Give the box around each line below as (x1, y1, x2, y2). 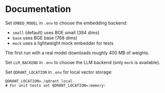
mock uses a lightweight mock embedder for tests (12, 40, 114, 46)
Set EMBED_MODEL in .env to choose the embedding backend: (5, 20, 127, 26)
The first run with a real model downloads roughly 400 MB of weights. (5, 50, 149, 56)
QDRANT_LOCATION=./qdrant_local (5, 79, 72, 84)
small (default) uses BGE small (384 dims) (12, 29, 100, 35)
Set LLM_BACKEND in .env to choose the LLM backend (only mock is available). (5, 59, 160, 65)
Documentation (5, 3, 71, 15)
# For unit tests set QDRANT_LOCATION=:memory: (5, 83, 106, 88)
